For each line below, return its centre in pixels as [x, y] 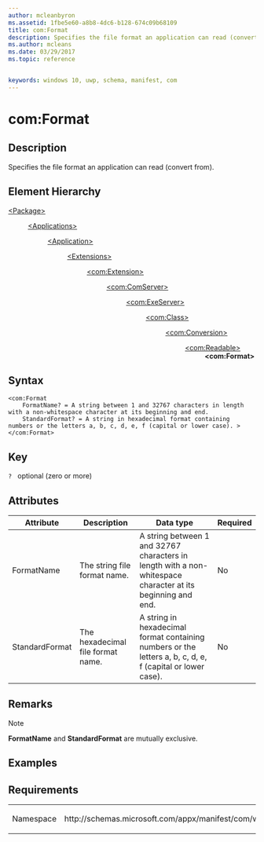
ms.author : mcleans [40, 45]
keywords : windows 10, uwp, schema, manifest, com [93, 80]
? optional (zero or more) [50, 476]
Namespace [35, 819]
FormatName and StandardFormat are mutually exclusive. [103, 738]
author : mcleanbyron [42, 15]
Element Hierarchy [55, 192]
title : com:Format [38, 30]
